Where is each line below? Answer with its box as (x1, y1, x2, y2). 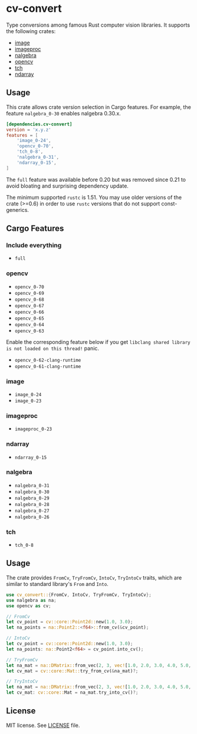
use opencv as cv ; (6, 603, 51, 609)
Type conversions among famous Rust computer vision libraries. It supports (6, 21, 191, 28)
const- (161, 200, 178, 207)
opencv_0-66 (14, 309, 44, 315)
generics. (6, 206, 29, 213)
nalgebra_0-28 (14, 501, 50, 507)
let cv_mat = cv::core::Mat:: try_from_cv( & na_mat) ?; (6, 668, 139, 674)
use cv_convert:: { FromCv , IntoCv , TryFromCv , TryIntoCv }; (6, 591, 152, 598)
